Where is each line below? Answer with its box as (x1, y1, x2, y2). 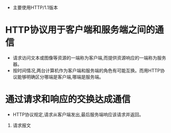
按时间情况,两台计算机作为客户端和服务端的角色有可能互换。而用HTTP (12, 67, 161, 73)
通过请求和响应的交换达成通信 (5, 94, 131, 105)
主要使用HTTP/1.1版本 (12, 5, 58, 10)
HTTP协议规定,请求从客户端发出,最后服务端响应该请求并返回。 (12, 111, 144, 117)
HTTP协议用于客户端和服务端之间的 (5, 24, 155, 36)
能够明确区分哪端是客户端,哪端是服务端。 (17, 73, 104, 80)
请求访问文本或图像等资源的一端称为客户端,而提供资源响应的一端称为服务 (12, 55, 166, 61)
